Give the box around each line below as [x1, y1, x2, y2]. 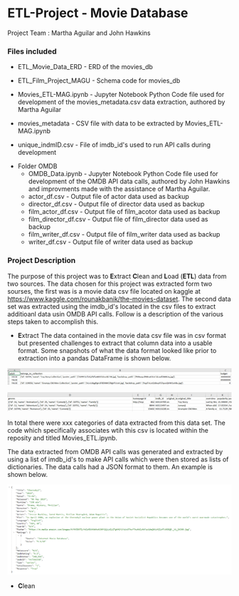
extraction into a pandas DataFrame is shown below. [17, 354, 171, 362]
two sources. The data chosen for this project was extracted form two [7, 279, 213, 288]
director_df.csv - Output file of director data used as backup [28, 200, 205, 208]
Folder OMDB [17, 162, 58, 170]
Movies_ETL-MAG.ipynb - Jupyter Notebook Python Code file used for [17, 91, 225, 99]
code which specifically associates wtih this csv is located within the [7, 426, 208, 434]
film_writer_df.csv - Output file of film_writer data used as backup [28, 230, 221, 239]
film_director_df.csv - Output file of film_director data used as [28, 215, 208, 224]
